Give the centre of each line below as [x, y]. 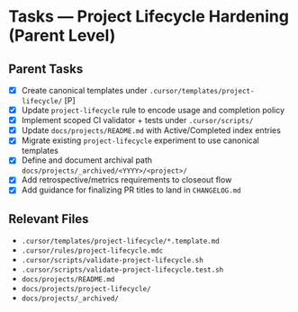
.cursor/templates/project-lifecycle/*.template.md [120, 241]
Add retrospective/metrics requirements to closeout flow [126, 180]
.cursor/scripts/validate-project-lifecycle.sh [112, 261]
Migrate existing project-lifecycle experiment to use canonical [140, 140]
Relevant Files [49, 219]
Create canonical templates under [84, 90]
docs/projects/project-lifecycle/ [86, 290]
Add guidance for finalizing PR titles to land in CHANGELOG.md [131, 190]
